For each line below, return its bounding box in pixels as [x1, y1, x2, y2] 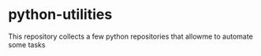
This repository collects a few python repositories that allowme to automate [8, 32, 254, 41]
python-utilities [8, 6, 113, 24]
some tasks [8, 39, 46, 49]
